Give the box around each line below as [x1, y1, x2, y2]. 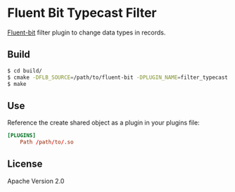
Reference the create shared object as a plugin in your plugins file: [7, 118, 200, 127]
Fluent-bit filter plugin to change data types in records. [7, 28, 166, 37]
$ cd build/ [7, 67, 42, 75]
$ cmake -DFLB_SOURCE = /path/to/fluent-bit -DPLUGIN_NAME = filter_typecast [7, 74, 229, 81]
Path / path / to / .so [20, 139, 74, 146]
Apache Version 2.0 [7, 177, 65, 185]
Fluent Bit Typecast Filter [7, 5, 157, 21]
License [7, 158, 43, 170]
